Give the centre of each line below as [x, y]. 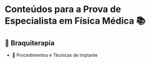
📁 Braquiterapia [30, 43]
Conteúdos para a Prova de [63, 9]
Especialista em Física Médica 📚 [75, 21]
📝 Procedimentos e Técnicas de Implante [55, 55]
